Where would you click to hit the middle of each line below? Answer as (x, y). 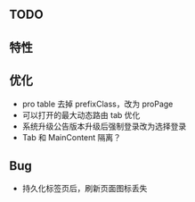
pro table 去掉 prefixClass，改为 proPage (97, 104)
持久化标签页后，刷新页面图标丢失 (85, 189)
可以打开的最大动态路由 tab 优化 (81, 114)
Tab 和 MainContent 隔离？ (72, 137)
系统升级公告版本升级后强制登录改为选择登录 (104, 126)
